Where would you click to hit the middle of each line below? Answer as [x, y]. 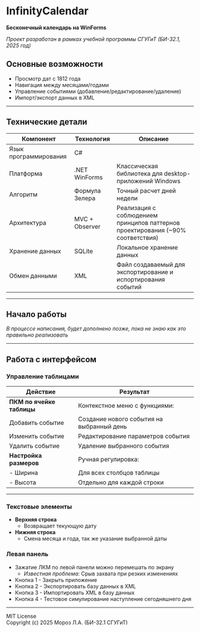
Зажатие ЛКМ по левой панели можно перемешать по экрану [94, 567]
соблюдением [137, 215]
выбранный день [103, 427]
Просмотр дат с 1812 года [48, 78]
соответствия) [137, 238]
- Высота [23, 483]
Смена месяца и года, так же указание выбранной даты [95, 539]
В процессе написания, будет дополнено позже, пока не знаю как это [96, 329]
